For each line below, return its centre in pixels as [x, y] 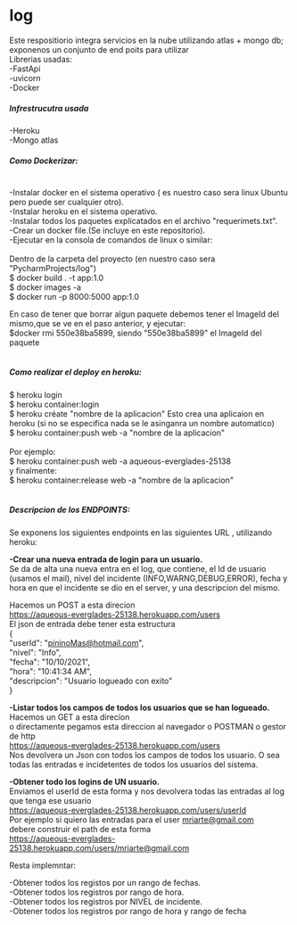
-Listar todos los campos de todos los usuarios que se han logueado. [140, 707]
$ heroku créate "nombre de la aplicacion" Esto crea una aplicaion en [137, 413]
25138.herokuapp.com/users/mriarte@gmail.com [99, 847]
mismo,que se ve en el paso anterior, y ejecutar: [97, 323]
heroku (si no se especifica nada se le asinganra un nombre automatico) [142, 423]
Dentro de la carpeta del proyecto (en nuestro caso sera [112, 259]
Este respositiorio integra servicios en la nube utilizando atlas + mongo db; [146, 40]
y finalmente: [33, 470]
